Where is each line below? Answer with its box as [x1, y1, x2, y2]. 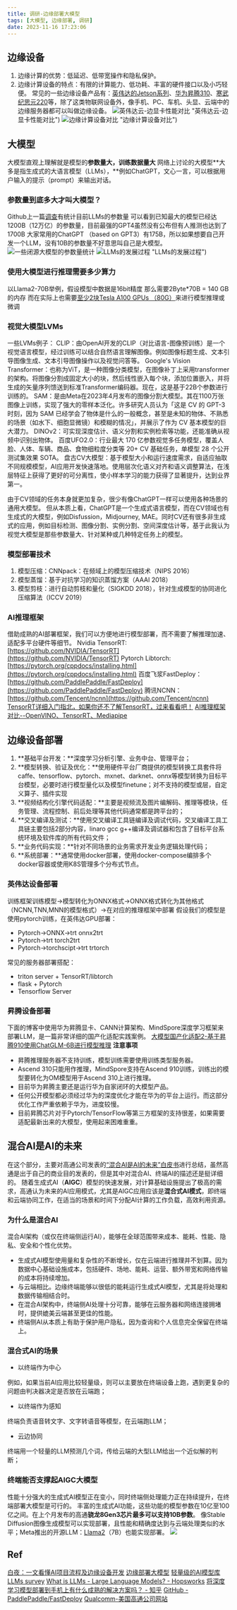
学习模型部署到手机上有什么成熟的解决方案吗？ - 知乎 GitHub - [7, 1586, 189, 1594]
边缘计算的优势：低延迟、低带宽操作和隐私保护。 [17, 71, 160, 80]
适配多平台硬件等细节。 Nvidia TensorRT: [7, 639, 127, 647]
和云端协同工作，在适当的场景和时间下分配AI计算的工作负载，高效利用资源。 [7, 1195, 230, 1204]
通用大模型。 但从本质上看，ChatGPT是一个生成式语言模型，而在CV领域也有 [7, 504, 230, 512]
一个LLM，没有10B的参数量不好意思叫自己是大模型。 [13, 239, 167, 248]
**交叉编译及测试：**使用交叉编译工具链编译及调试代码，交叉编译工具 [17, 816, 222, 824]
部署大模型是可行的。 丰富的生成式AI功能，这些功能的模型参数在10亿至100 [13, 1501, 230, 1510]
